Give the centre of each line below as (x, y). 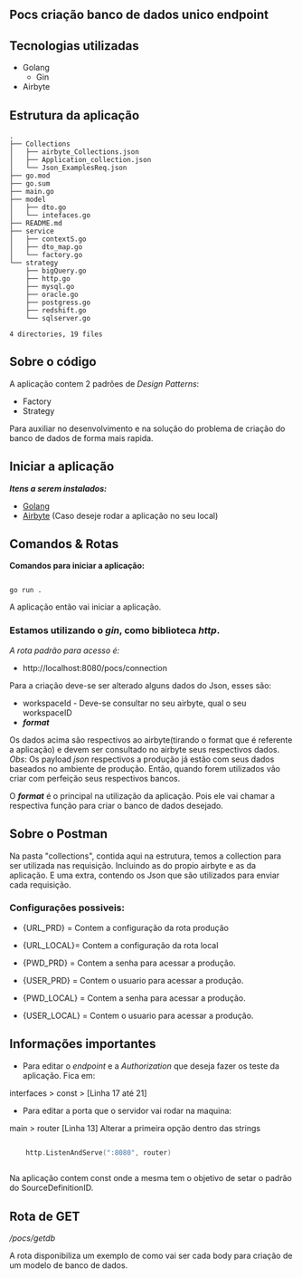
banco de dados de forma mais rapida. (81, 437)
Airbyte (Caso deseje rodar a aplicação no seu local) (120, 515)
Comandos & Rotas (64, 544)
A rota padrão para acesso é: (65, 650)
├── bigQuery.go (57, 271)
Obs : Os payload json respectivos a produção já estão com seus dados (142, 759)
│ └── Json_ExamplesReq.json (68, 168)
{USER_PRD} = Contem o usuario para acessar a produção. (133, 980)
